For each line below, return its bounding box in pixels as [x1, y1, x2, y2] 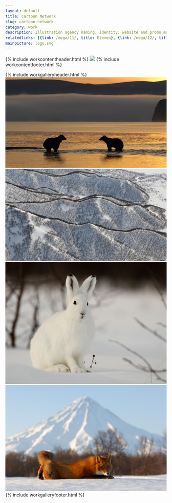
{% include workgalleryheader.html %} [5, 71, 87, 78]
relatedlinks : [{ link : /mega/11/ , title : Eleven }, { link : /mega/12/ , [5, 35, 157, 41]
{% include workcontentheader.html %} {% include [5, 56, 119, 62]
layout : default [5, 8, 40, 13]
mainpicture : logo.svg [5, 41, 54, 46]
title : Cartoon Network [5, 13, 56, 19]
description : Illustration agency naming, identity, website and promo [5, 30, 161, 35]
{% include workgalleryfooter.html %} [5, 492, 85, 498]
